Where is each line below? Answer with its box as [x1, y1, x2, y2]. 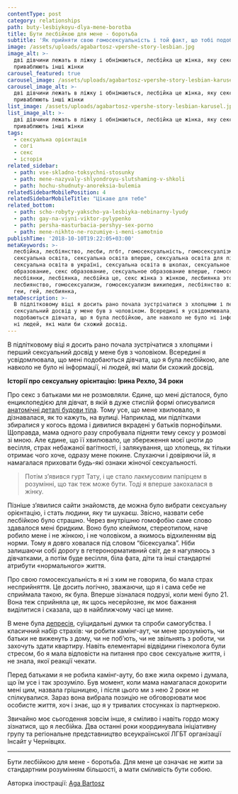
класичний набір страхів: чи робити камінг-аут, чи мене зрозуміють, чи [7, 626, 225, 635]
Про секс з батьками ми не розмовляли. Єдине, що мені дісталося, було [7, 390, 228, 398]
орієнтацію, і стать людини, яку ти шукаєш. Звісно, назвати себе [7, 509, 204, 517]
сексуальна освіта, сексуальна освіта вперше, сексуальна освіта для [13, 255, 223, 262]
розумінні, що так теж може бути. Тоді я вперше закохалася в [24, 479, 213, 488]
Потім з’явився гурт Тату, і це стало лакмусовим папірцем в [24, 472, 208, 480]
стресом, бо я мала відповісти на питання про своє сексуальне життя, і [7, 649, 225, 658]
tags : [7, 129, 23, 136]
